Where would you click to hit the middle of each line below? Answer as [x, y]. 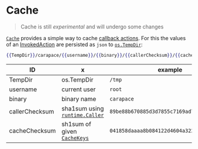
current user [79, 89]
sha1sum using [83, 108]
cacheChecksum [32, 131]
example [170, 70]
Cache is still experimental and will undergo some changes [92, 27]
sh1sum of [76, 124]
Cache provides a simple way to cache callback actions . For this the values [96, 38]
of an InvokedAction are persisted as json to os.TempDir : [75, 44]
